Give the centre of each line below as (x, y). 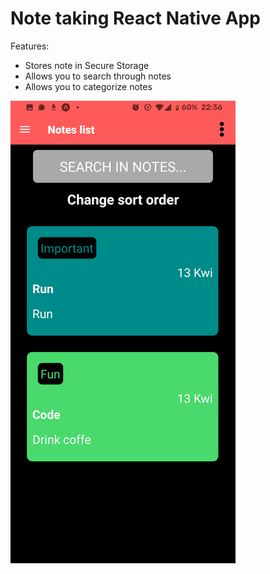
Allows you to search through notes (98, 76)
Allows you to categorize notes (88, 86)
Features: (30, 46)
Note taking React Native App (135, 18)
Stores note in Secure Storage (87, 65)
